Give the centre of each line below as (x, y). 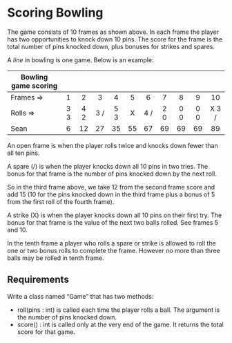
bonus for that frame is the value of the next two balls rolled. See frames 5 (113, 222)
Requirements (38, 280)
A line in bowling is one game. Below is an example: (80, 59)
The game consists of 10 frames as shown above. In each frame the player (113, 32)
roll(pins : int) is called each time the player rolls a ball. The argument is (118, 310)
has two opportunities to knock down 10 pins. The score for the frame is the (115, 39)
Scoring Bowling (55, 13)
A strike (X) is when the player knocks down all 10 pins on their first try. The (115, 215)
